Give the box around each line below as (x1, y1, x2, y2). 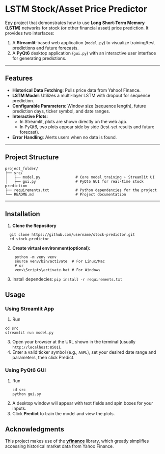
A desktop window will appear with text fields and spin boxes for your (12, 400, 153, 406)
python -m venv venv (14, 255, 56, 260)
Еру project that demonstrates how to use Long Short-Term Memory (5, 20, 145, 26)
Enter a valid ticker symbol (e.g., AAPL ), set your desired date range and (12, 349, 156, 355)
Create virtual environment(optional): (12, 245, 91, 251)
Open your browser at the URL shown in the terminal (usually (12, 339, 136, 345)
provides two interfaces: (5, 30, 55, 36)
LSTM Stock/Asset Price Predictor (5, 3, 147, 15)
